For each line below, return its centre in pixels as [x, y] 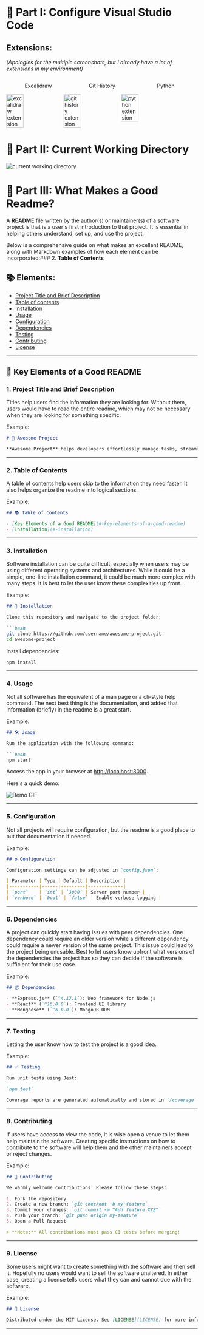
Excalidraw [38, 86]
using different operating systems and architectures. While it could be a [96, 571]
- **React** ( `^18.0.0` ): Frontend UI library [66, 1004]
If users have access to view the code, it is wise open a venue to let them [98, 1134]
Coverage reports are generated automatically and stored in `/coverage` [102, 1100]
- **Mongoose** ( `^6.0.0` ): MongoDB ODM [58, 1010]
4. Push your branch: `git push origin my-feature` [73, 1216]
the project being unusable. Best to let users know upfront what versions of [100, 952]
